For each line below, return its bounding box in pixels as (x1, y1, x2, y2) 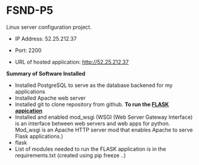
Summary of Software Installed (6, 70, 86, 77)
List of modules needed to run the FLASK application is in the (14, 145, 167, 152)
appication (14, 107, 43, 114)
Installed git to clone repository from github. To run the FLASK (14, 100, 169, 108)
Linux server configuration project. (6, 23, 92, 31)
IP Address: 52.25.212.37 (14, 35, 77, 42)
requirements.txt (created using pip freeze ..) (14, 151, 126, 159)
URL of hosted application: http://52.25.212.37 (14, 58, 129, 65)
